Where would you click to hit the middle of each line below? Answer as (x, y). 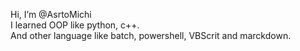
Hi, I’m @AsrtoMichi (51, 14)
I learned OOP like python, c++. (75, 25)
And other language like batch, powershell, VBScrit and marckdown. (151, 35)
